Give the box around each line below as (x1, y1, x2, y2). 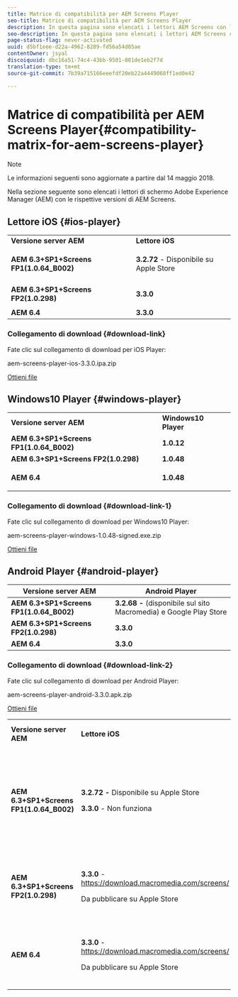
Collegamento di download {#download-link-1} (7, 501, 172, 511)
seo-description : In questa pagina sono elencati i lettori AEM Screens (7, 30, 227, 38)
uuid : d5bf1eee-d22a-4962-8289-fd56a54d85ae (7, 43, 141, 50)
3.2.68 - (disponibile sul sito (114, 598, 210, 608)
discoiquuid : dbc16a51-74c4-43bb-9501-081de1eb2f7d (7, 57, 163, 64)
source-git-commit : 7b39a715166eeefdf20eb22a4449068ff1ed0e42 (7, 70, 195, 77)
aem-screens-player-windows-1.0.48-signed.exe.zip (7, 531, 161, 539)
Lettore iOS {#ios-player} (7, 216, 121, 228)
